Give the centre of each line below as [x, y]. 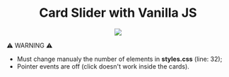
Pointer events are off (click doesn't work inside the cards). [103, 66]
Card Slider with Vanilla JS [118, 13]
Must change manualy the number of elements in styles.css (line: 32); [119, 59]
